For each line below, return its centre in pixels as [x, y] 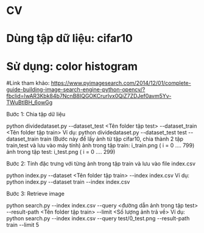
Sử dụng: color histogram [72, 66]
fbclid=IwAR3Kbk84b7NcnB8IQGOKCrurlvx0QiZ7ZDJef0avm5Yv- [89, 96]
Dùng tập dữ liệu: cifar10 [69, 39]
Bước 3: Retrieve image [36, 194]
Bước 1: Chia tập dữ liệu [36, 114]
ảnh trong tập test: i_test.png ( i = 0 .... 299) [61, 152]
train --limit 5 [23, 225]
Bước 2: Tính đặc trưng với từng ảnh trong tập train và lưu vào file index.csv [101, 164]
